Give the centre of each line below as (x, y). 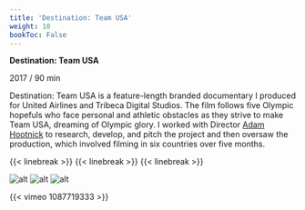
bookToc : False (38, 35)
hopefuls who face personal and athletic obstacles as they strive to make (147, 115)
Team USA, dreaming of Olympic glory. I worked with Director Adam (137, 125)
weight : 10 (30, 26)
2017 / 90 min (35, 78)
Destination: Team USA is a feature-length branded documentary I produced (153, 95)
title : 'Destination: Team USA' (71, 18)
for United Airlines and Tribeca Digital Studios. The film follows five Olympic (152, 105)
